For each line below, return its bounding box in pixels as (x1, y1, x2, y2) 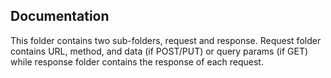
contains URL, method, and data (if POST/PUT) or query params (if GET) (10, 45, 309, 57)
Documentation (10, 8, 110, 25)
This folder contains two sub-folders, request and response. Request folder (10, 34, 322, 46)
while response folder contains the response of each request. (10, 55, 264, 68)
